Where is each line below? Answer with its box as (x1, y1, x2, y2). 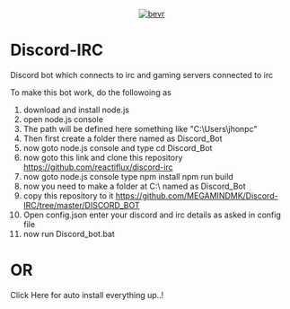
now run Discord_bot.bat (22, 228, 115, 239)
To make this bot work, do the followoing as (10, 86, 171, 98)
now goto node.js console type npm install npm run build (22, 171, 234, 181)
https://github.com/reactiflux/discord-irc (22, 162, 173, 172)
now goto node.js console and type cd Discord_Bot (22, 142, 213, 153)
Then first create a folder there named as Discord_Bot (22, 133, 223, 144)
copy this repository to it (22, 190, 114, 201)
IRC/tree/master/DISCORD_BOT (22, 199, 140, 210)
